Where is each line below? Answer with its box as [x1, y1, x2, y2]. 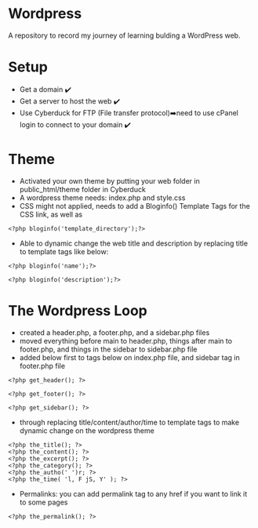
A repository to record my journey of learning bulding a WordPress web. [8, 31, 241, 40]
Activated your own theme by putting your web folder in [19, 176, 200, 185]
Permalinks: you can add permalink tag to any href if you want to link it [19, 489, 248, 498]
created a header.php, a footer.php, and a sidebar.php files [19, 327, 210, 337]
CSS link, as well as [19, 209, 83, 219]
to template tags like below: [19, 246, 109, 256]
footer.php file [19, 361, 65, 370]
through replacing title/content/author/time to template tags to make [19, 417, 240, 427]
